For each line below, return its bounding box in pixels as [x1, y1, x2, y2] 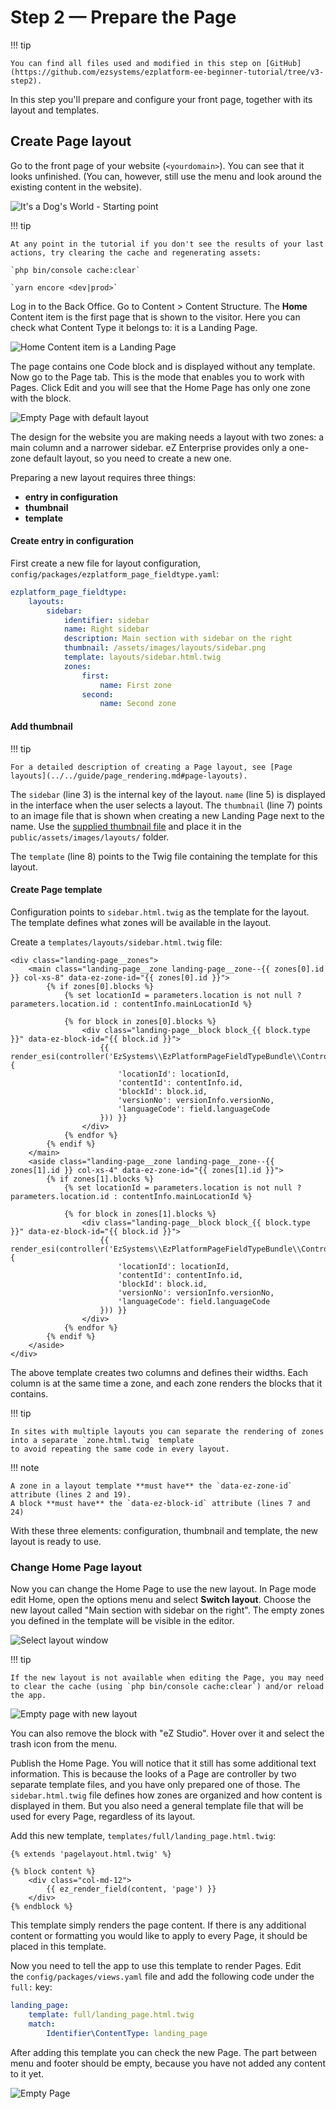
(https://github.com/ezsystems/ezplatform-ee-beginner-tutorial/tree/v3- [10, 67, 325, 77]
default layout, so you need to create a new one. [33, 452, 232, 464]
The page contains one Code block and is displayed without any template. [10, 360, 316, 372]
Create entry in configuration [10, 535, 135, 547]
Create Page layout [10, 133, 132, 150]
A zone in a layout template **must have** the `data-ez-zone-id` [10, 1481, 293, 1491]
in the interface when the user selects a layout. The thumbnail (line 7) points [10, 799, 323, 811]
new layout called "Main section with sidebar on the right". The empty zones [10, 1604, 325, 1616]
